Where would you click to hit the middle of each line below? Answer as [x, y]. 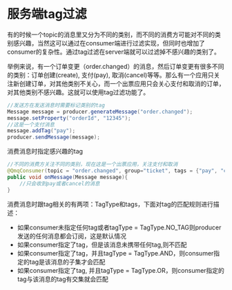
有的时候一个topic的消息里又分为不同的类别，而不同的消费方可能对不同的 [111, 34]
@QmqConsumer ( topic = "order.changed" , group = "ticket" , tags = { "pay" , [112, 171]
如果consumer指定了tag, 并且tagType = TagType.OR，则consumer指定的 [120, 270]
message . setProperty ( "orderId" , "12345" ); [69, 118]
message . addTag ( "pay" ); [41, 131]
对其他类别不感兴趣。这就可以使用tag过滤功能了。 [78, 92]
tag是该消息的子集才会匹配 [67, 262]
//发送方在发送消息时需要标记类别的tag [56, 105]
